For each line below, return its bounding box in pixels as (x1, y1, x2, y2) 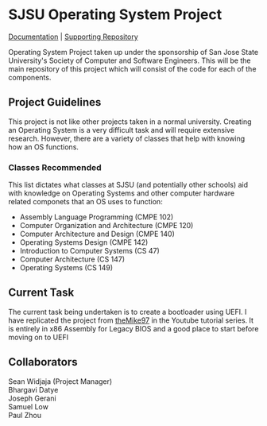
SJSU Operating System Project (8, 6, 222, 24)
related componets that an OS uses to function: (8, 197, 163, 207)
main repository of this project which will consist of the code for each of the (8, 64, 257, 73)
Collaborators (8, 355, 78, 369)
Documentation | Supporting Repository (8, 32, 139, 41)
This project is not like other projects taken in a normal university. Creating (8, 117, 252, 126)
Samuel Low (8, 401, 49, 411)
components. (8, 72, 52, 82)
